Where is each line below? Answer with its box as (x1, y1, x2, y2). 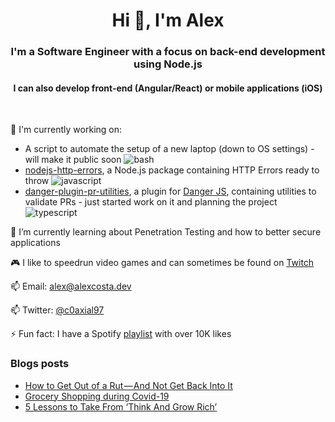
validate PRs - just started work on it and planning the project (24, 196, 278, 208)
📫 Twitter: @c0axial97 (10, 304, 105, 316)
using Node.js (133, 57, 203, 71)
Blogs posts (10, 357, 70, 371)
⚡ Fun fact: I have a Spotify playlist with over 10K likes (10, 328, 232, 340)
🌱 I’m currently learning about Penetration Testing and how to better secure (10, 226, 322, 238)
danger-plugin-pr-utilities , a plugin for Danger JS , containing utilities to (24, 185, 317, 198)
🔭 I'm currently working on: (10, 124, 123, 136)
